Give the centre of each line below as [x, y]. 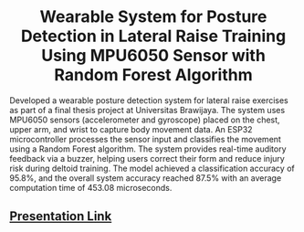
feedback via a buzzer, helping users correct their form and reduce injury [147, 158]
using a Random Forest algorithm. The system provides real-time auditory [148, 149]
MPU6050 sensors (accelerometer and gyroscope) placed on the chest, [145, 120]
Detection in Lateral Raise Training [153, 36]
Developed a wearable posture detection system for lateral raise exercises [149, 100]
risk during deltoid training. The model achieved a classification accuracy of [152, 168]
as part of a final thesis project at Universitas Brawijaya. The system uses [147, 110]
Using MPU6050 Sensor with [153, 56]
